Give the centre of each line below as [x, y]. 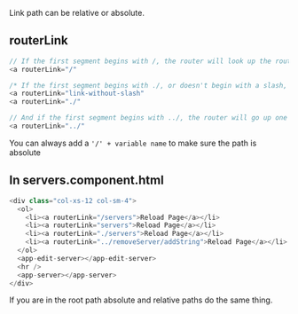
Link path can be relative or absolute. [77, 13]
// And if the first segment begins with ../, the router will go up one [149, 118]
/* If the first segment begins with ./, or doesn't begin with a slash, [149, 85]
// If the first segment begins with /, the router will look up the [141, 61]
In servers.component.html [86, 181]
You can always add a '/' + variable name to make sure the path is [133, 143]
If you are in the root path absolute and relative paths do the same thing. [141, 300]
